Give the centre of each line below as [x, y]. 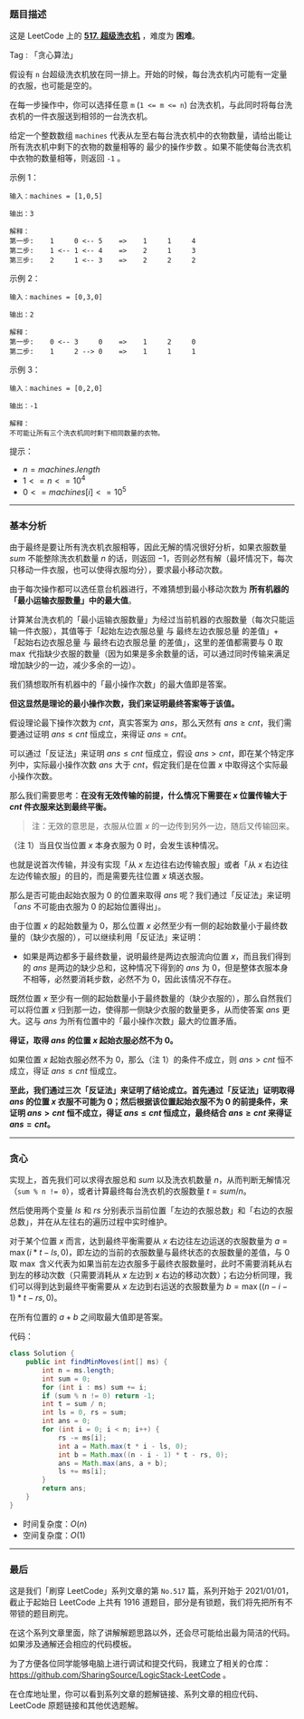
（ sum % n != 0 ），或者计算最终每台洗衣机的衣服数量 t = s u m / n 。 [130, 1191]
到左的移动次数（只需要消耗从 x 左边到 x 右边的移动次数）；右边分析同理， [147, 1275]
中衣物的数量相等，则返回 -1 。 [67, 158]
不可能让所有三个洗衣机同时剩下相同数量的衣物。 [87, 434]
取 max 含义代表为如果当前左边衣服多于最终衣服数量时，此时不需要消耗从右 [151, 1264]
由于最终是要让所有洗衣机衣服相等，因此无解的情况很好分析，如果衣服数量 [148, 547]
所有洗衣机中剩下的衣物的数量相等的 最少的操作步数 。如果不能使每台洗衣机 [150, 147]
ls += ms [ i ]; [82, 1471]
